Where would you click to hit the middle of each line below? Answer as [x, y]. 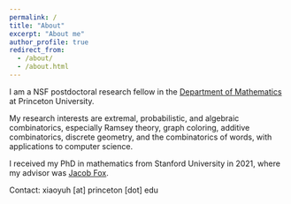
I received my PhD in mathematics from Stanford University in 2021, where [145, 163]
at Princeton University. [52, 101]
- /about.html [43, 67]
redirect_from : [37, 50]
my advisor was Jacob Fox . [59, 172]
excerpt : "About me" [47, 34]
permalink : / [33, 17]
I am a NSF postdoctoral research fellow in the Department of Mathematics [145, 91]
